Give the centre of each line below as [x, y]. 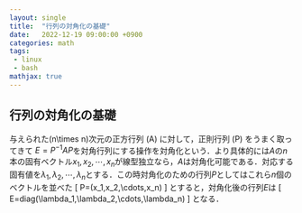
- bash [26, 69]
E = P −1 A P [54, 150]
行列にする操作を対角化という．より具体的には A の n [192, 151]
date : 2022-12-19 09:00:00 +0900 [76, 34]
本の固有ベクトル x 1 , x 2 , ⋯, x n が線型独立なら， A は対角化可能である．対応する [151, 163]
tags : [19, 51]
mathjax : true [36, 77]
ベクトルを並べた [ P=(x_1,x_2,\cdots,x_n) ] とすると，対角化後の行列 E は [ [146, 187]
